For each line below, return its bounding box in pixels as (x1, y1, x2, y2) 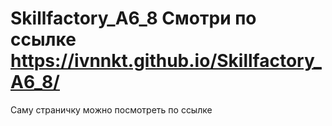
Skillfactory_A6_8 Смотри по (10, 7, 257, 30)
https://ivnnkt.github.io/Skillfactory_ (10, 50, 322, 72)
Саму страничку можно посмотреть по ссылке (10, 103, 213, 116)
